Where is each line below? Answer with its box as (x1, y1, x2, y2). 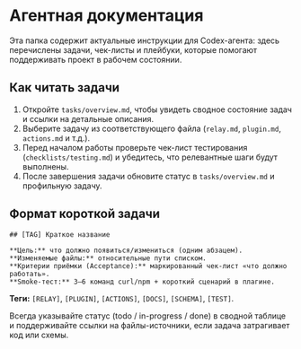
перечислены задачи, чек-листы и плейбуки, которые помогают (9, 44, 258, 55)
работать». (9, 269, 50, 278)
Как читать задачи (9, 80, 120, 95)
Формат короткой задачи (9, 206, 160, 222)
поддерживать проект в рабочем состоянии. (9, 54, 182, 65)
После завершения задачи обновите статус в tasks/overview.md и (22, 170, 275, 181)
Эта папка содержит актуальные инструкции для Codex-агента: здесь (9, 35, 280, 46)
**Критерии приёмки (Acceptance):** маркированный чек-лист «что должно (9, 261, 288, 270)
